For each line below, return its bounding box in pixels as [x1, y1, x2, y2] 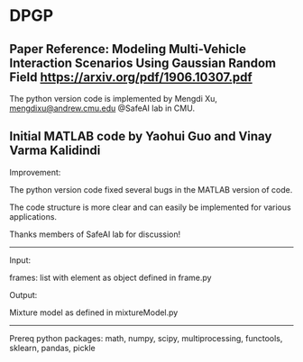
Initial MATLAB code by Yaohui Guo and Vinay [9, 129, 272, 144]
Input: [9, 254, 32, 266]
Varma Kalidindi [9, 143, 101, 158]
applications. [9, 211, 57, 222]
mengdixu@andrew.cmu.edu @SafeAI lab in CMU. [9, 103, 196, 113]
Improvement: [9, 167, 61, 177]
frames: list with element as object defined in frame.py [9, 272, 212, 283]
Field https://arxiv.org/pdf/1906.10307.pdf [9, 69, 252, 85]
